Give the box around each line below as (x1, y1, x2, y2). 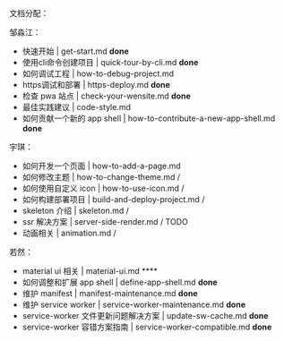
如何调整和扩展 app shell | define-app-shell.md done (22, 277, 218, 287)
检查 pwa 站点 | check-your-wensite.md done (22, 90, 191, 101)
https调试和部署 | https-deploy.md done (22, 80, 170, 90)
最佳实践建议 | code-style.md (22, 102, 132, 112)
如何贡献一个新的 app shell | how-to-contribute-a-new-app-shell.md (22, 113, 276, 124)
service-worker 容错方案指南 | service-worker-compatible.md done (22, 321, 272, 332)
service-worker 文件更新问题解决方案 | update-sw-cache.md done (22, 311, 269, 320)
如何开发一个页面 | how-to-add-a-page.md (22, 160, 181, 171)
